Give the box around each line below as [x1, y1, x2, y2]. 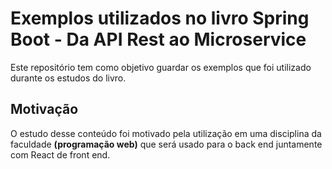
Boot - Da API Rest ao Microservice [10, 28, 307, 51]
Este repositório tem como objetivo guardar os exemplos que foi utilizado [10, 61, 312, 73]
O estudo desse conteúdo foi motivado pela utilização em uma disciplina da [10, 127, 322, 139]
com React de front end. [10, 148, 111, 161]
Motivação [10, 101, 79, 118]
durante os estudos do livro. [10, 72, 127, 84]
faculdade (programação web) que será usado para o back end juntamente [10, 138, 323, 150]
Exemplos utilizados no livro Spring [10, 7, 310, 30]
